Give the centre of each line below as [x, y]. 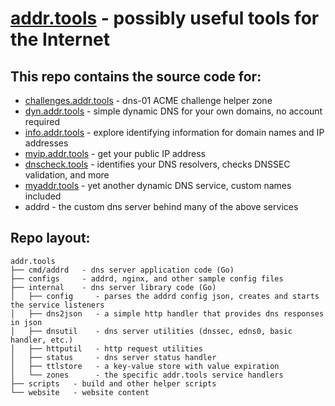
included [43, 196]
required [42, 121]
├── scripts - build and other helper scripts [113, 383]
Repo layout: [50, 238]
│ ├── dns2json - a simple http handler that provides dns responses [167, 313]
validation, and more [67, 175]
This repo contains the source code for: [136, 76]
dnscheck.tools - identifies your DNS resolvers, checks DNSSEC [157, 164]
